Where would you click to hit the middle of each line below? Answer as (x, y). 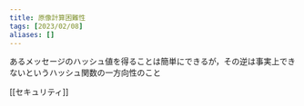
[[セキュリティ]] (39, 92)
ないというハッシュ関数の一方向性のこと (85, 72)
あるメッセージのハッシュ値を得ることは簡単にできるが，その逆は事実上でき (152, 62)
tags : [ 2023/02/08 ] (46, 26)
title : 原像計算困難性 (48, 18)
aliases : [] (32, 34)
